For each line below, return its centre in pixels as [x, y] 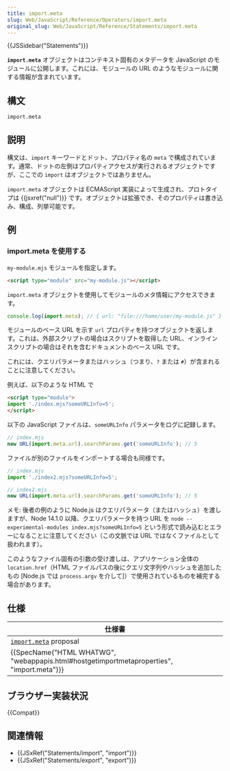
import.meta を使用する [47, 251]
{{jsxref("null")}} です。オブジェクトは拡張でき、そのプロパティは [113, 198]
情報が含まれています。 [52, 77]
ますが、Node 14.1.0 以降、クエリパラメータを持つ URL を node [95, 519]
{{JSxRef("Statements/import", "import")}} [77, 752]
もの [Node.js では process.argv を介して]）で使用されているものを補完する [114, 576]
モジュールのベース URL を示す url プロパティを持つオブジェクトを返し [107, 330]
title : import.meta [35, 13]
